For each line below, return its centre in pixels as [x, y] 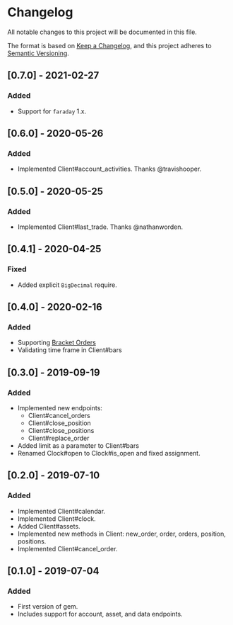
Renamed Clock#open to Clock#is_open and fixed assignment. [109, 454]
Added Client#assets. [49, 526]
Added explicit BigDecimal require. [67, 285]
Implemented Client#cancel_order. [67, 548]
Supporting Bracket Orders [57, 343]
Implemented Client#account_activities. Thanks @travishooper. [109, 169]
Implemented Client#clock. [57, 519]
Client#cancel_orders [59, 416]
